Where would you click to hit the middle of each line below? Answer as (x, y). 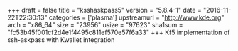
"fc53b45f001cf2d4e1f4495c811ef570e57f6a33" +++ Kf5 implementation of (119, 32)
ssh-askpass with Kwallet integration (61, 40)
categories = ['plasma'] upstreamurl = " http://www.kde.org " (136, 17)
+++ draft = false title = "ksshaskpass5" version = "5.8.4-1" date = (105, 10)
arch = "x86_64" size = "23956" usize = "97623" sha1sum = (95, 25)
